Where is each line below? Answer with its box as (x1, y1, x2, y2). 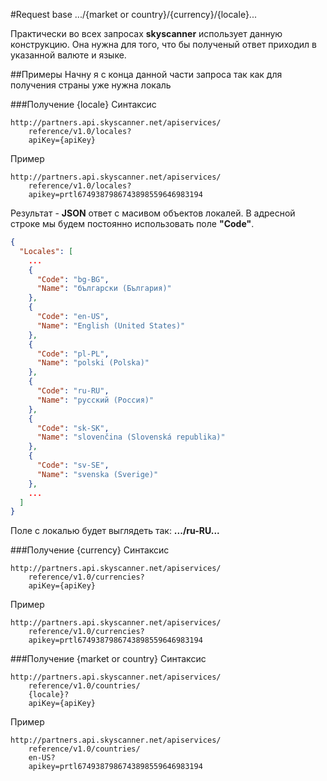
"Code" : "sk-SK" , (36, 423, 110, 433)
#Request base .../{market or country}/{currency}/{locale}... (10, 9, 257, 20)
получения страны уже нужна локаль (10, 79, 172, 91)
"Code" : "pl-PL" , (36, 349, 110, 359)
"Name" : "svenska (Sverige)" (36, 469, 159, 479)
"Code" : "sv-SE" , (36, 460, 110, 470)
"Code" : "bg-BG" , (36, 274, 110, 284)
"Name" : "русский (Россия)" (36, 395, 155, 405)
